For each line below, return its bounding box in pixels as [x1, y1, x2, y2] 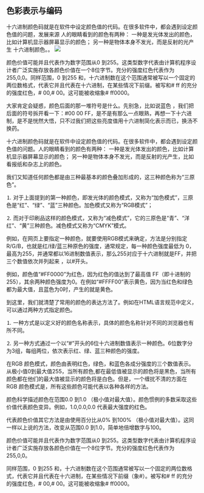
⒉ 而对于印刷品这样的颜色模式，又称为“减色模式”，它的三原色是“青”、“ [6, 214, 185, 222]
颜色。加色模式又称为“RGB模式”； [67, 201, 153, 208]
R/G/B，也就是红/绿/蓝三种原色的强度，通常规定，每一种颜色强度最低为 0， [6, 242, 195, 250]
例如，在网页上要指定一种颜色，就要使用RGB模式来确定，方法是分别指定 [6, 234, 188, 242]
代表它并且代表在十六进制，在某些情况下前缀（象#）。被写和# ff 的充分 [16, 472, 193, 480]
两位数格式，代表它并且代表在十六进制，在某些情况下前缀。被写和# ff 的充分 [6, 81, 197, 89]
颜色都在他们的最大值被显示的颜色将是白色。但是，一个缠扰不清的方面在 [6, 375, 187, 382]
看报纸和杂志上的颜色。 [6, 160, 65, 168]
